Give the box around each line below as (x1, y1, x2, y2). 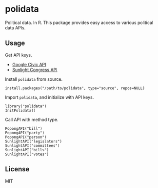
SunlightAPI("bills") (5, 147, 49, 152)
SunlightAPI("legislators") (5, 139, 62, 144)
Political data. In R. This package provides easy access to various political (5, 20, 154, 25)
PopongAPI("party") (5, 130, 45, 135)
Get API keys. (5, 52, 32, 58)
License (5, 165, 30, 173)
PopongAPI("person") (5, 135, 47, 140)
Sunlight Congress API (12, 67, 58, 72)
